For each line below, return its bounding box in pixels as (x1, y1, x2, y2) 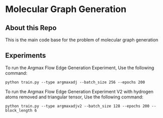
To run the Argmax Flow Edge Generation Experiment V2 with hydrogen (5, 88, 153, 94)
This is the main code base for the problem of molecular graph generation (5, 37, 158, 43)
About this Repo (5, 24, 57, 32)
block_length (5, 108, 33, 113)
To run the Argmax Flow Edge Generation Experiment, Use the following (5, 64, 154, 71)
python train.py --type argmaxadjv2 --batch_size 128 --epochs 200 (5, 103, 150, 108)
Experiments (5, 51, 46, 60)
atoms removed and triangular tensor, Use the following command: (5, 94, 143, 100)
